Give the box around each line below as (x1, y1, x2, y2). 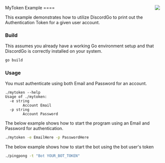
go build (5, 58, 23, 63)
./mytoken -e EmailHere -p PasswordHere (5, 135, 89, 140)
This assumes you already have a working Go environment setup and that (5, 43, 154, 49)
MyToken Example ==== (5, 5, 55, 10)
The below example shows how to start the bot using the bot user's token (5, 144, 154, 150)
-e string (9, 98, 29, 104)
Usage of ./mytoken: (5, 95, 48, 99)
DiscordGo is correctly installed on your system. (5, 48, 102, 54)
